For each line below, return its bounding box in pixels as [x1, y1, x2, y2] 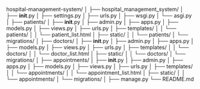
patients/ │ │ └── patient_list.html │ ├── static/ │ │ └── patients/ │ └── [6, 31, 189, 38]
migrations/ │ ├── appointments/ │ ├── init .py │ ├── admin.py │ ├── [6, 57, 184, 63]
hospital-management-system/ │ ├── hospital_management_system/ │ [6, 6, 184, 13]
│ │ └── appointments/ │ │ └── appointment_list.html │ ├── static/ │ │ [6, 69, 186, 76]
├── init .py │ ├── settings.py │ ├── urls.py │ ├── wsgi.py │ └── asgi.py [6, 12, 192, 19]
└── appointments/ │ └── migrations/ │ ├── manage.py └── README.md [6, 75, 194, 82]
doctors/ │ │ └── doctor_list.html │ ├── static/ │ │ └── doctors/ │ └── [6, 50, 186, 57]
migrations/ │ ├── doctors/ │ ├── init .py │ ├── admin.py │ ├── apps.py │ [6, 38, 195, 44]
